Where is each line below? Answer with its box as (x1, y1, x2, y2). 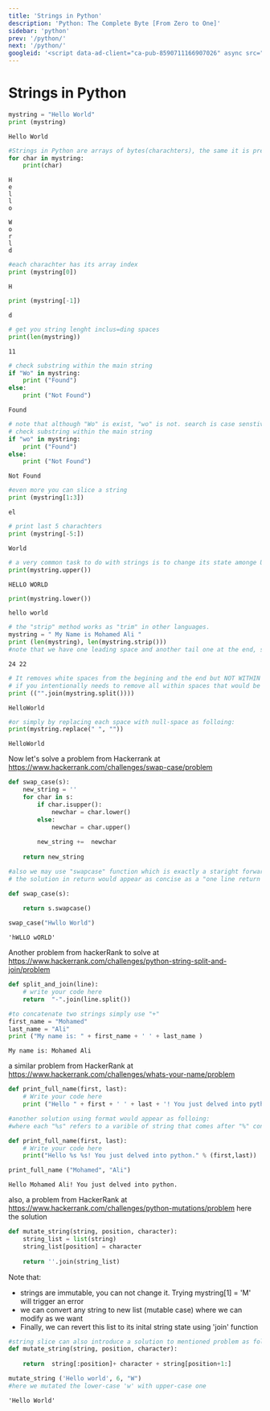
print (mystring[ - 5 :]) (8, 529, 84, 538)
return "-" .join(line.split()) (22, 995, 131, 1003)
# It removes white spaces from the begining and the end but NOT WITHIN (8, 674, 261, 682)
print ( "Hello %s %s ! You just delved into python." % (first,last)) (22, 1152, 257, 1160)
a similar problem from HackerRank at (8, 1061, 134, 1071)
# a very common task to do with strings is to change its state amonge (8, 558, 257, 566)
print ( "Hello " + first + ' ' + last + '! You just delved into (22, 1100, 247, 1108)
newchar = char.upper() (51, 823, 131, 831)
